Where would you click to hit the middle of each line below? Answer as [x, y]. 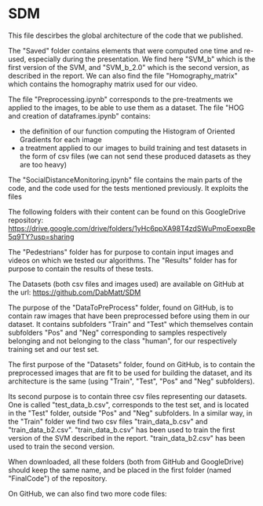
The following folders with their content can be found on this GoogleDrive [127, 211]
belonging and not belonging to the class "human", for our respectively [123, 341]
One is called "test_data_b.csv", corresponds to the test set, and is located [129, 405]
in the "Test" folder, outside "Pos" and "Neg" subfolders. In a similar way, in [130, 412]
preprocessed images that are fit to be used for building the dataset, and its [130, 372]
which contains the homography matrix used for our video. [103, 84]
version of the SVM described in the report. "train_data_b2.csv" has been [127, 438]
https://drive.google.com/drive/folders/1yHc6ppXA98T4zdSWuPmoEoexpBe [132, 228]
